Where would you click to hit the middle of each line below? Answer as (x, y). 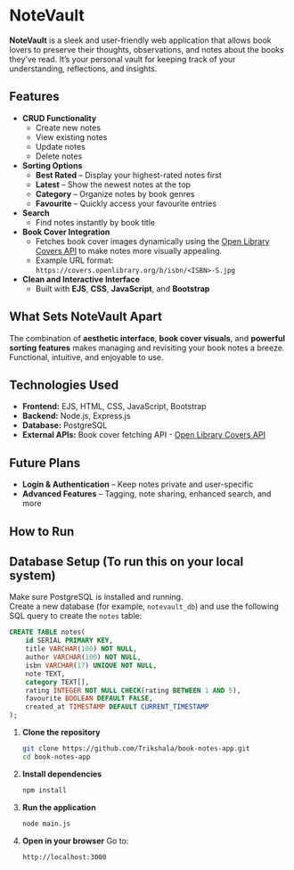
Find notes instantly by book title (95, 222)
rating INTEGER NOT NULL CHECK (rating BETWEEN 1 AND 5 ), (133, 690)
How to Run (42, 531)
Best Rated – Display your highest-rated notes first (129, 175)
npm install (44, 790)
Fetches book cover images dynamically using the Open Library (152, 241)
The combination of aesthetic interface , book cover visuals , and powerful (147, 338)
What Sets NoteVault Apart (86, 317)
